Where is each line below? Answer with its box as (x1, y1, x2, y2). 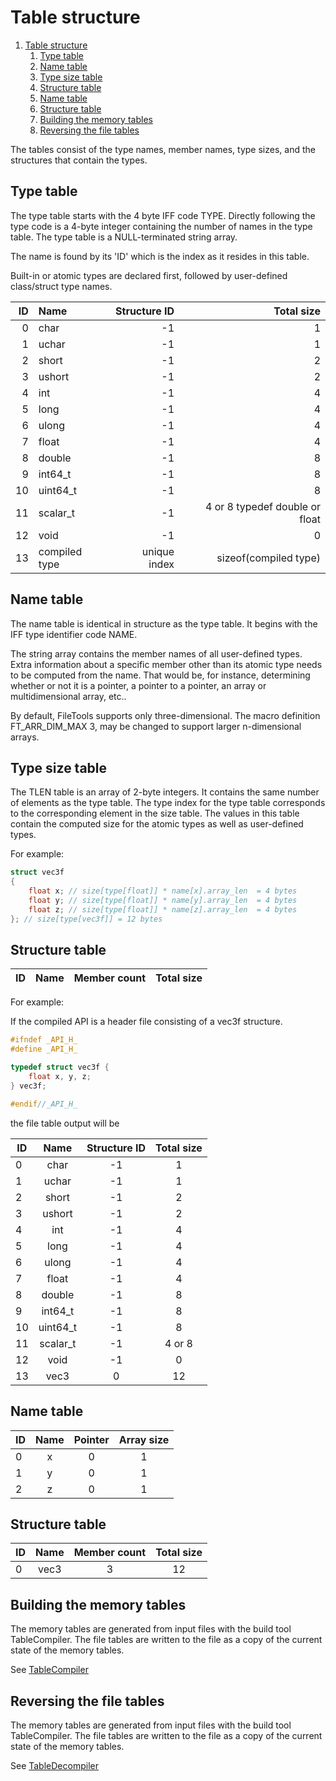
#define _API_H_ (10, 1044, 78, 1055)
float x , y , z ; (28, 1072, 92, 1082)
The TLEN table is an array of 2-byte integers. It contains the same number (10, 786, 320, 798)
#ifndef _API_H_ (10, 1035, 78, 1045)
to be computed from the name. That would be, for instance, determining (10, 669, 311, 681)
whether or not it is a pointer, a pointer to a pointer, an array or (10, 679, 267, 691)
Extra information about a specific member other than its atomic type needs (10, 658, 323, 670)
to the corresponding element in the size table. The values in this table (10, 807, 300, 820)
